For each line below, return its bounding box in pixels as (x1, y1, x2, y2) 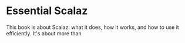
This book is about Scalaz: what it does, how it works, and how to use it (6, 24, 179, 31)
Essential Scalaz (6, 4, 88, 18)
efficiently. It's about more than (6, 29, 82, 37)
